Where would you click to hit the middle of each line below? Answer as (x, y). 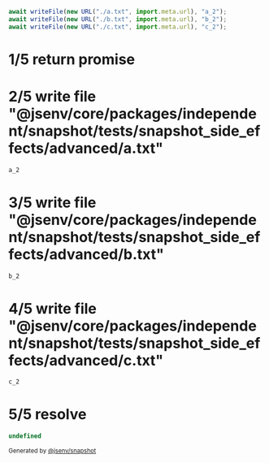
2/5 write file (52, 97)
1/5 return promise (72, 59)
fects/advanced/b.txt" (86, 254)
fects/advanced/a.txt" (86, 148)
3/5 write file (52, 202)
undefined (25, 436)
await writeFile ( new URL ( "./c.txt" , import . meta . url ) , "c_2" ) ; (118, 27)
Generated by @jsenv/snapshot (52, 451)
